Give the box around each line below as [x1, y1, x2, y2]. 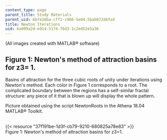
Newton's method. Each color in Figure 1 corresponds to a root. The [5, 82, 148, 88]
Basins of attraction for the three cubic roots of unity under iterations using [5, 76, 162, 82]
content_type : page [5, 7, 47, 13]
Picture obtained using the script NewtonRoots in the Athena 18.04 [5, 102, 145, 108]
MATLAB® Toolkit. [5, 108, 43, 114]
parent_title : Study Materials [5, 12, 72, 17]
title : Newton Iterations [5, 21, 60, 27]
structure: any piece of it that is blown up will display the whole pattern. [5, 93, 155, 99]
